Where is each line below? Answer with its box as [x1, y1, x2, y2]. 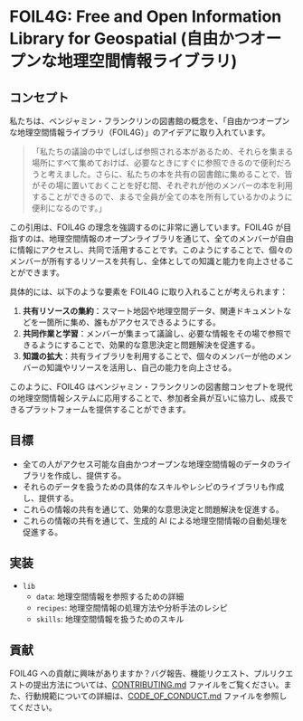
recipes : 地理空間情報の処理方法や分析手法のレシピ [35, 602, 228, 612]
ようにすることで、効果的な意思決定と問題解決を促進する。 [38, 339, 260, 350]
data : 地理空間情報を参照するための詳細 [35, 591, 185, 602]
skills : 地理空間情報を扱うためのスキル [35, 613, 185, 624]
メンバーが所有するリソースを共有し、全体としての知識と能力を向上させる [9, 256, 287, 266]
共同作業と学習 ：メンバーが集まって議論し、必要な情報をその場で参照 [22, 328, 284, 338]
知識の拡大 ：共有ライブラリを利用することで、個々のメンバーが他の [22, 351, 276, 361]
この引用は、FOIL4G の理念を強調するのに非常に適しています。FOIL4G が [9, 222, 284, 232]
